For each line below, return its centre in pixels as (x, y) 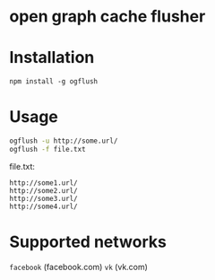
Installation (52, 58)
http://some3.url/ (43, 198)
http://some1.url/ (43, 183)
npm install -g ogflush (54, 82)
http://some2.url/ (43, 190)
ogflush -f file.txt (48, 149)
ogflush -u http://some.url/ (64, 141)
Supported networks (88, 242)
